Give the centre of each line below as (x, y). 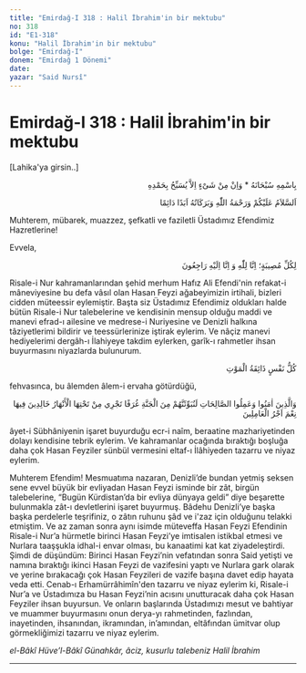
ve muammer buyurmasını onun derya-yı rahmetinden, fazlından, (131, 613)
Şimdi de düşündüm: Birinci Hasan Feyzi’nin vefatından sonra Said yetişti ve (151, 555)
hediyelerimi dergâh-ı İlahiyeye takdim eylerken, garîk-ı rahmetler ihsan (143, 341)
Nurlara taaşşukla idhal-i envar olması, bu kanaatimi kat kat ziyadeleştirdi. (147, 545)
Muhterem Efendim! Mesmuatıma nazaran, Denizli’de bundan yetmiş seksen (152, 477)
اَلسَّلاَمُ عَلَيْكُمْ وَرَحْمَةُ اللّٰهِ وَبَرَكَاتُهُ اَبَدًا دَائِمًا (228, 202)
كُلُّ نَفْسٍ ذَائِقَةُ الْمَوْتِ (261, 368)
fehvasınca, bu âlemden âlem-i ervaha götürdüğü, (103, 386)
